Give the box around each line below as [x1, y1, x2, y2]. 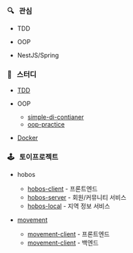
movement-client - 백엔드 [27, 238, 99, 247]
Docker [17, 133, 39, 142]
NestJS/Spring [17, 51, 59, 59]
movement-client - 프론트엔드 [27, 229, 110, 238]
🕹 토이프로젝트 [7, 152, 59, 162]
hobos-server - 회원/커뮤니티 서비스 [27, 193, 127, 201]
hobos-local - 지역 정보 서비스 [27, 202, 110, 210]
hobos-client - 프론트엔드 [27, 185, 98, 193]
